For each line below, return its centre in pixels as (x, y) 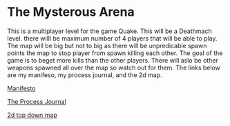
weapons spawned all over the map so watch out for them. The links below (114, 67)
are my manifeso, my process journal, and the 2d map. (85, 75)
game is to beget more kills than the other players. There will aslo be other (113, 60)
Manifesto (21, 88)
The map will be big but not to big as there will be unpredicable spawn (107, 45)
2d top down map (32, 115)
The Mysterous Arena (71, 12)
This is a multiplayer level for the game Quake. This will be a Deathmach (109, 31)
